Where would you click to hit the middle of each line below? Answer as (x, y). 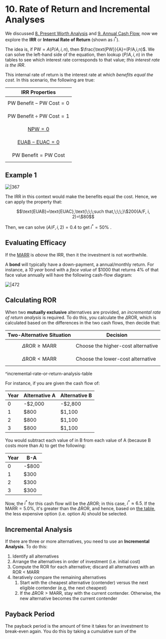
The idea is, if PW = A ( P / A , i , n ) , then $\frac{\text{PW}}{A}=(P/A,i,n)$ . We (80, 49)
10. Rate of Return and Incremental (78, 9)
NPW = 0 (38, 129)
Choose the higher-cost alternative (117, 346)
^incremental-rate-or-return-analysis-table (49, 374)
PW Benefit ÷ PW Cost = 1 (38, 116)
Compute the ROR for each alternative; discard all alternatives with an (83, 567)
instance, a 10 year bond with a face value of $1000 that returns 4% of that (82, 269)
